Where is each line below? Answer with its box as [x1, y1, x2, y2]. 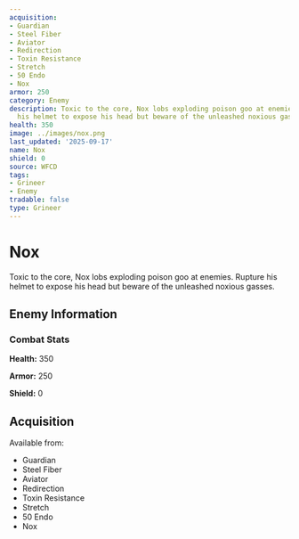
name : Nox [9, 145, 46, 154]
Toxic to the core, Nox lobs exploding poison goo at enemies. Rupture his [9, 271, 278, 282]
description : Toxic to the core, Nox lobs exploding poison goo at [9, 104, 265, 113]
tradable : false [9, 195, 69, 205]
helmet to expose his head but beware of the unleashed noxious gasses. [9, 281, 275, 291]
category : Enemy [9, 95, 69, 105]
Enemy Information [9, 306, 117, 322]
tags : [9, 170, 29, 179]
